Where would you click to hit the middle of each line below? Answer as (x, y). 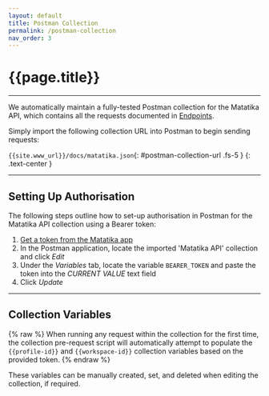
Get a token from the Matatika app (76, 240)
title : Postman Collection (53, 23)
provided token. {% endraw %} (59, 359)
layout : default (35, 16)
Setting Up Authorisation (72, 196)
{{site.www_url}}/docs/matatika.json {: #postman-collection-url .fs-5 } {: (129, 155)
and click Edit (42, 256)
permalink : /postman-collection (62, 30)
